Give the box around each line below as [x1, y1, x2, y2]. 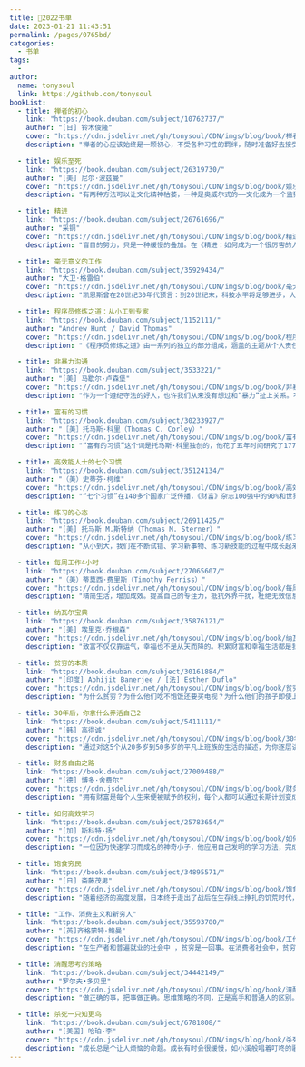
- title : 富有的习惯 [17, 407, 89, 416]
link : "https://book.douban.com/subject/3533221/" [25, 365, 221, 375]
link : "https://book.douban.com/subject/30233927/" [25, 415, 225, 425]
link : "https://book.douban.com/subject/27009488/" [25, 767, 225, 777]
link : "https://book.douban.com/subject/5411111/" [25, 717, 221, 726]
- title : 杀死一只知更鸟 [17, 1010, 103, 1019]
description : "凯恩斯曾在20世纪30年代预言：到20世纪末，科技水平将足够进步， [25, 291, 290, 300]
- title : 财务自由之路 [17, 759, 95, 768]
